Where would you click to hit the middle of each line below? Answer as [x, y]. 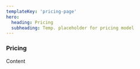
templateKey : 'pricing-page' [41, 11]
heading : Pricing [32, 22]
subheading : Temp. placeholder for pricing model [73, 28]
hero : [13, 17]
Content [16, 61]
